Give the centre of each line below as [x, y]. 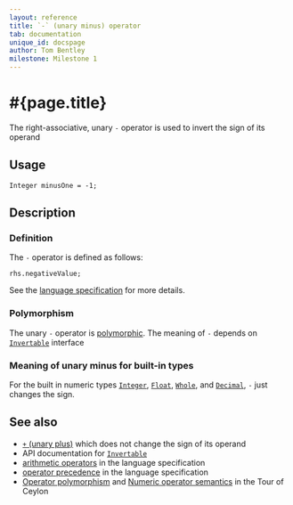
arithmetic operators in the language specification [114, 462]
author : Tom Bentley [48, 51]
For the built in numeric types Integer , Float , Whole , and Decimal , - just [138, 385]
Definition [31, 239]
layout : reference [43, 17]
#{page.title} [58, 103]
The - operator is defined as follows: [76, 257]
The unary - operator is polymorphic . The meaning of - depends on [134, 333]
